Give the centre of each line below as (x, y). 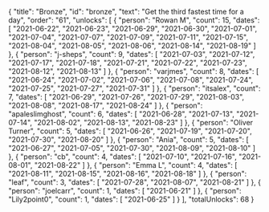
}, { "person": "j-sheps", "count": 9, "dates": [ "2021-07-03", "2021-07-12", (132, 54)
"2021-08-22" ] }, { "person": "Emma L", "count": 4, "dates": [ (136, 165)
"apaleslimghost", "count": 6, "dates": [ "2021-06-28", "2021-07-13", (122, 114)
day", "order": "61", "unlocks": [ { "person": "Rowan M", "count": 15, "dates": (134, 20)
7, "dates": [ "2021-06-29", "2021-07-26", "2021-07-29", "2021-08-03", (126, 97)
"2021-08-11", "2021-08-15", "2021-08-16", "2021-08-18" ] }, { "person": (128, 173)
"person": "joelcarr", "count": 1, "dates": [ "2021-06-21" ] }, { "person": (125, 191)
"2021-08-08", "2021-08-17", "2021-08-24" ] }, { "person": (106, 105)
